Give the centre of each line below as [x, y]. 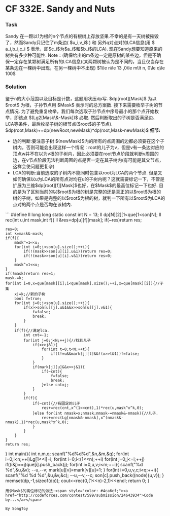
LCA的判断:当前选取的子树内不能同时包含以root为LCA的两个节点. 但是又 [87, 172]
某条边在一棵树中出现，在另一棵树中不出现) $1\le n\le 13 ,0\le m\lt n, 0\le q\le [85, 68]
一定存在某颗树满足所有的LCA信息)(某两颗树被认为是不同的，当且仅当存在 [87, 62]
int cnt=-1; [36, 335]
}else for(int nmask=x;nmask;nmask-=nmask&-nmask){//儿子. [95, 413]
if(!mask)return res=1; [30, 273]
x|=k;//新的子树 [30, 294]
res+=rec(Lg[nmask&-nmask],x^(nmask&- [82, 418]
